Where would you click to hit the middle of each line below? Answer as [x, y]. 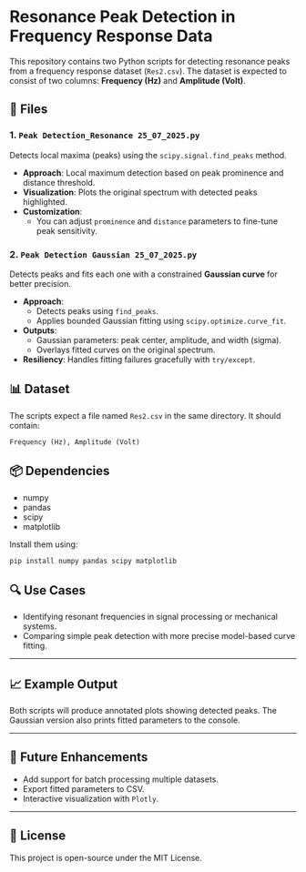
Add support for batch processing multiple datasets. [121, 779]
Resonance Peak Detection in [122, 17]
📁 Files [29, 110]
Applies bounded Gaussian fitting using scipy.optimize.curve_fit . [161, 320]
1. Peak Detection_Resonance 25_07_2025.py [105, 136]
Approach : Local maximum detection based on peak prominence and [153, 172]
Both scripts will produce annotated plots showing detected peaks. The [143, 711]
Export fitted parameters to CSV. [83, 788]
